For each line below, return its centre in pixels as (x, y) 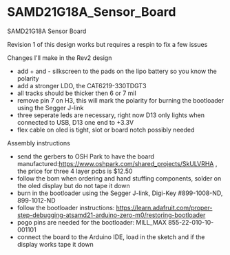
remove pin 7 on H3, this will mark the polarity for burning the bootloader (121, 100)
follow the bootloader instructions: (66, 207)
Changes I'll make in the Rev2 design (60, 58)
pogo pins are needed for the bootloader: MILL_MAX (92, 222)
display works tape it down (55, 244)
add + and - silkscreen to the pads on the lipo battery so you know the (117, 71)
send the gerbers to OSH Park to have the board (86, 156)
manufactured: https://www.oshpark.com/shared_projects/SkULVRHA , (117, 163)
